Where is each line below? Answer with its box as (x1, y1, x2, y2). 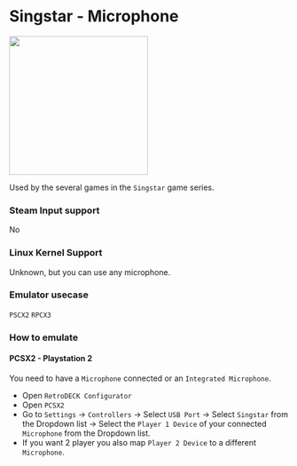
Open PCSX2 (21, 399, 65, 410)
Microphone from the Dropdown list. (21, 428, 151, 438)
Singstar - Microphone (9, 6, 179, 27)
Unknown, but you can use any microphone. (9, 266, 171, 277)
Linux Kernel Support (9, 247, 103, 259)
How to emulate (9, 331, 78, 344)
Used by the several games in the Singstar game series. (9, 182, 215, 193)
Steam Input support (9, 204, 100, 217)
